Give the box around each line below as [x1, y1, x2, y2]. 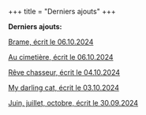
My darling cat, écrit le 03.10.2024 [8, 83, 120, 92]
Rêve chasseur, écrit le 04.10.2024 [8, 68, 121, 77]
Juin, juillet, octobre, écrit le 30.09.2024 [8, 98, 139, 107]
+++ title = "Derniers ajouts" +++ [8, 7, 116, 16]
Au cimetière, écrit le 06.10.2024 [8, 53, 114, 61]
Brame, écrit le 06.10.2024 [8, 37, 94, 46]
